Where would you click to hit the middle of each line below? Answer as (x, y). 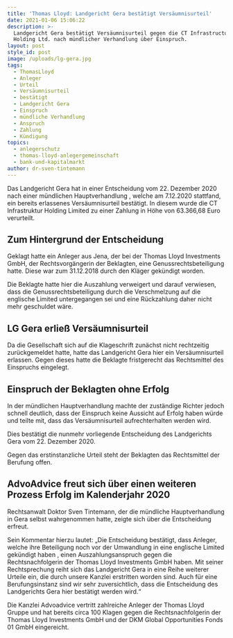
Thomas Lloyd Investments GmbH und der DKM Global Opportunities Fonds (115, 619)
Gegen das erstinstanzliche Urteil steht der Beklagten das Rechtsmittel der (114, 455)
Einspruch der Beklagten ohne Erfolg (88, 389)
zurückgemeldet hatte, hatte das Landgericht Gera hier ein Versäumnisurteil (115, 353)
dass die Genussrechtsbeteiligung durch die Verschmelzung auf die (104, 292)
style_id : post (29, 53)
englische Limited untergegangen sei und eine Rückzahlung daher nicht (110, 299)
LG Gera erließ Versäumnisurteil (78, 328)
